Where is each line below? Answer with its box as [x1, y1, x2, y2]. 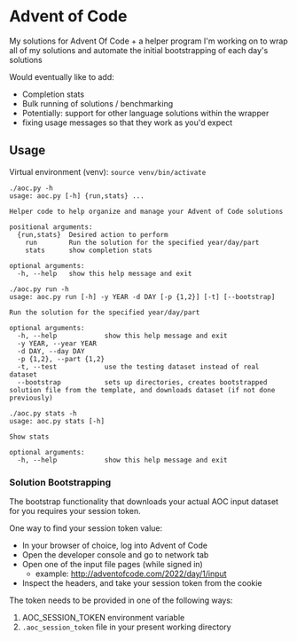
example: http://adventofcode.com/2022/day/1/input [35, 568, 228, 579]
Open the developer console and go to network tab [21, 550, 209, 560]
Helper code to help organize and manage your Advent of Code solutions [9, 207, 284, 216]
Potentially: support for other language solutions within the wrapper [21, 107, 270, 118]
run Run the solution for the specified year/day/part [25, 238, 260, 247]
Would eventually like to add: [9, 71, 115, 82]
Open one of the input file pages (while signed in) [21, 559, 204, 570]
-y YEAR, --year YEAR [17, 339, 98, 348]
